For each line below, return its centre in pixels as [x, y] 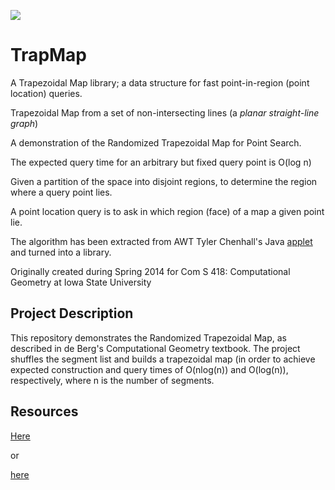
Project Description [72, 313]
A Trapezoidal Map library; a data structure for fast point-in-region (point [160, 82]
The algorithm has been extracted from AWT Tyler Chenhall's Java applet [161, 241]
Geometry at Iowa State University [81, 282]
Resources [44, 411]
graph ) [24, 123]
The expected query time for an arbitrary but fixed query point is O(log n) [161, 162]
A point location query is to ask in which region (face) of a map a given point [167, 211]
